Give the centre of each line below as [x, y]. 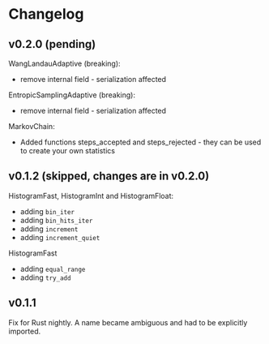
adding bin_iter [47, 211]
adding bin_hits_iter [56, 220]
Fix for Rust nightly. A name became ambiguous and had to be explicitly [128, 322]
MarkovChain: [32, 126]
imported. [25, 331]
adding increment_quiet [60, 237]
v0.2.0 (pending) [52, 44]
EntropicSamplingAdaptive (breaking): [72, 95]
